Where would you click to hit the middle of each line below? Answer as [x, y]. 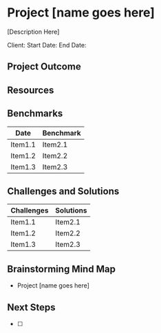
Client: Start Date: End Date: [47, 45]
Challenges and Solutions [63, 191]
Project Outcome [44, 67]
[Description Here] [33, 32]
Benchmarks [35, 114]
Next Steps [31, 307]
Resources [31, 90]
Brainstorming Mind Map [61, 269]
